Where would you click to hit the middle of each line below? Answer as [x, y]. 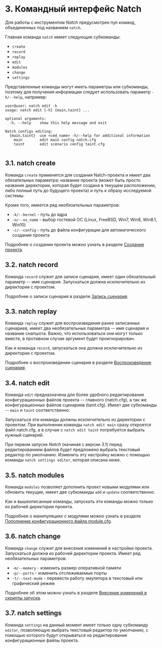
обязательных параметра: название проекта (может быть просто [73, 180]
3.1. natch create [30, 163]
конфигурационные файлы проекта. [42, 640]
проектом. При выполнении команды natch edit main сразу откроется [78, 425]
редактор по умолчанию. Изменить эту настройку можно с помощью [78, 455]
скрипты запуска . [23, 598]
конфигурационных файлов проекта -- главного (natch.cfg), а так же [76, 400]
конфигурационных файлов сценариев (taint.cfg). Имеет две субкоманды [81, 405]
